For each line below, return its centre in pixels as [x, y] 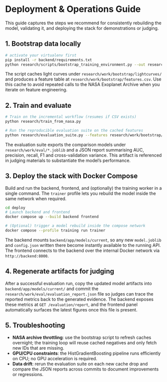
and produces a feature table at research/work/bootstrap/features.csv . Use [83, 79]
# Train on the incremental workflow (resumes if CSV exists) [71, 117]
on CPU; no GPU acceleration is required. [55, 358]
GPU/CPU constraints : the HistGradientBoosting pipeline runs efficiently [86, 353]
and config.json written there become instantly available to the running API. [83, 245]
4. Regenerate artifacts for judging [60, 271]
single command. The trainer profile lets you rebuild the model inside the [81, 193]
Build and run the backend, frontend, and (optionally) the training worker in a [83, 188]
